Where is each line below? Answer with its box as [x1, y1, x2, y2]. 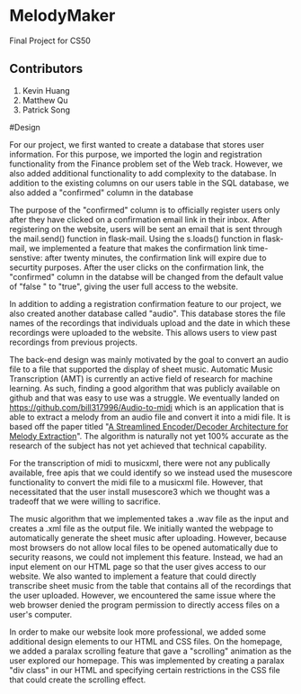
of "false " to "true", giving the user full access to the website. [9, 281, 238, 292]
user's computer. [9, 608, 73, 619]
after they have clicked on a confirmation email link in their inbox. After [9, 213, 271, 225]
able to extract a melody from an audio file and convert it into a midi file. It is [9, 411, 291, 422]
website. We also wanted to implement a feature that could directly [9, 571, 257, 581]
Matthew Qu [22, 95, 69, 105]
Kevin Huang [22, 85, 70, 95]
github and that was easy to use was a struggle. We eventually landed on [9, 392, 280, 403]
